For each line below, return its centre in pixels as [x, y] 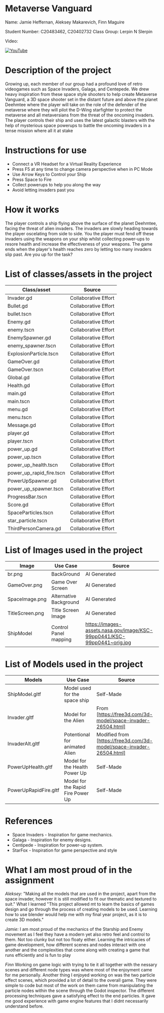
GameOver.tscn [25, 369]
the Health [76, 767]
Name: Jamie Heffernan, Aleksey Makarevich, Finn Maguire [65, 22]
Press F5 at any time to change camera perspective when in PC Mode [82, 169]
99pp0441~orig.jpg [108, 642]
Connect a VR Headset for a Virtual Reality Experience [67, 164]
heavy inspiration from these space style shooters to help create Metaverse [81, 94]
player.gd [18, 433]
